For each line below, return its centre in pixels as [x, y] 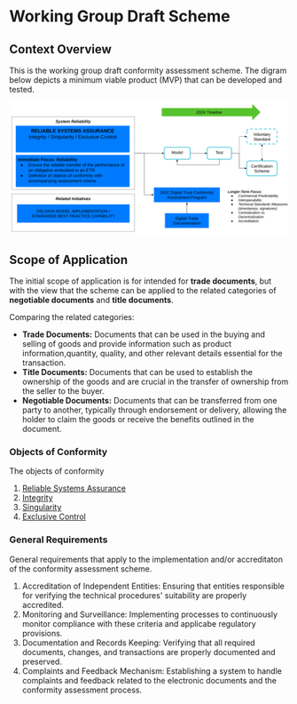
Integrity [37, 498]
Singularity [42, 508]
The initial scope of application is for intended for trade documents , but [141, 281]
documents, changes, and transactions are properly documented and [149, 652]
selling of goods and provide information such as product [127, 344]
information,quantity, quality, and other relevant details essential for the [152, 354]
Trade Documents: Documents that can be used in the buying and [144, 334]
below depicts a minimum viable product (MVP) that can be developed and [146, 80]
